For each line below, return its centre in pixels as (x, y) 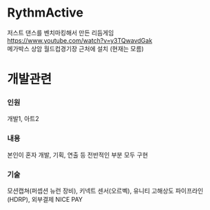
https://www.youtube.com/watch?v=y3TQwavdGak (80, 40)
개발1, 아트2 (23, 119)
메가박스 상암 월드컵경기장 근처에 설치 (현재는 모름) (76, 48)
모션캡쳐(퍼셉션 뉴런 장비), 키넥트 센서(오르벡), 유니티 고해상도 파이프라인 (105, 191)
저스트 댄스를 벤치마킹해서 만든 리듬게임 (61, 32)
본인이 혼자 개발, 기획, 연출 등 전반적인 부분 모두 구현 (77, 155)
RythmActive (45, 13)
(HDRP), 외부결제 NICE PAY (45, 200)
